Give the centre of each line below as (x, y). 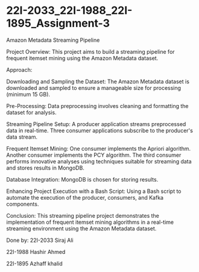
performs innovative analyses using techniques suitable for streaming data (99, 161)
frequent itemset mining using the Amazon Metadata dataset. (82, 58)
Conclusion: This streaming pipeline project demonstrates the (83, 215)
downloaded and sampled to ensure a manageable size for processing (94, 87)
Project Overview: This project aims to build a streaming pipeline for (90, 51)
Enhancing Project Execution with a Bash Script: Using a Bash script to (94, 191)
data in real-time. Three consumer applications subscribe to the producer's (99, 130)
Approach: (19, 69)
